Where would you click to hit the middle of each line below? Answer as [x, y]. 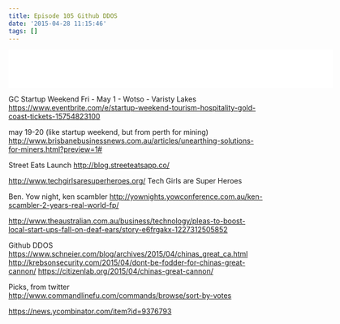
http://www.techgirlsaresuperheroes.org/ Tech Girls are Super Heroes [125, 181]
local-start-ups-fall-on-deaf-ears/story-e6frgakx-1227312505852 [118, 230]
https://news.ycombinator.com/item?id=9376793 [90, 311]
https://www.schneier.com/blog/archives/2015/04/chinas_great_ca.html [128, 254]
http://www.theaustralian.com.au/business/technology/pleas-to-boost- [127, 221]
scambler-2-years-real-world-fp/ [64, 205]
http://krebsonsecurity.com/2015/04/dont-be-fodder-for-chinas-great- [127, 263]
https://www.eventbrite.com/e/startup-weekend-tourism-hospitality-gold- [132, 108]
